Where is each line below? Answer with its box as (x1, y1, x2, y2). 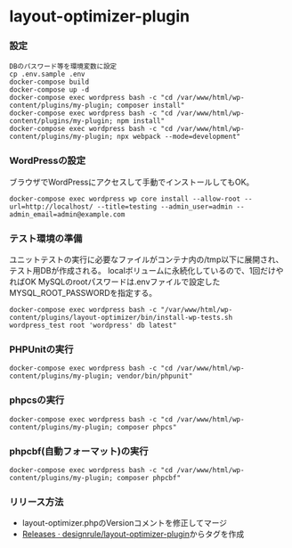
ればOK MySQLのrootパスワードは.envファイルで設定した (9, 276, 221, 287)
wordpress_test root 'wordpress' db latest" (9, 321, 177, 331)
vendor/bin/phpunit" (117, 372, 193, 380)
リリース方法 (9, 495, 64, 508)
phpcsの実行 (9, 394, 65, 406)
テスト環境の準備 (9, 232, 83, 244)
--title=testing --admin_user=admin (96, 202, 233, 211)
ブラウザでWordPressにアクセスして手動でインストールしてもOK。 (9, 176, 255, 187)
